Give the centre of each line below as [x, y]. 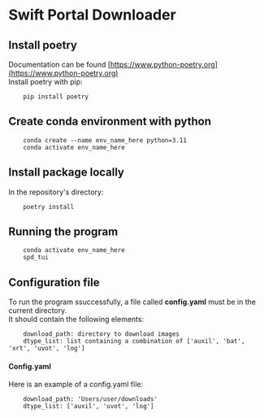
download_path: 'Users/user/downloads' [91, 399]
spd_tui [36, 258]
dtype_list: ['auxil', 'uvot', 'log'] [89, 407]
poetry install [49, 207]
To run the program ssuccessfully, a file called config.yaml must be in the [132, 302]
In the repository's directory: [56, 192]
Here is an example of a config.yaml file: [76, 385]
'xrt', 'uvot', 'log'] [47, 348]
